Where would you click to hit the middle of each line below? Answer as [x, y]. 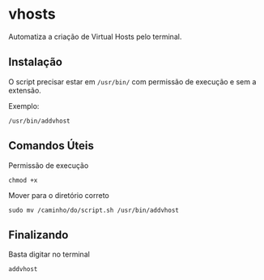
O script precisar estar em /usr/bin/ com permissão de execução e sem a [132, 81]
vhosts [32, 14]
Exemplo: [24, 106]
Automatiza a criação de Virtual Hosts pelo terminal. [95, 37]
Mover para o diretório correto [59, 195]
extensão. [25, 90]
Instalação [36, 62]
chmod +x [23, 180]
